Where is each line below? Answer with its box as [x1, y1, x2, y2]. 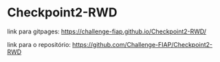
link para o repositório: [7, 40, 71, 48]
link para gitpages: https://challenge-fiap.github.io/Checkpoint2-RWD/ [7, 27, 207, 35]
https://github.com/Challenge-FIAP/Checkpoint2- [71, 40, 213, 48]
